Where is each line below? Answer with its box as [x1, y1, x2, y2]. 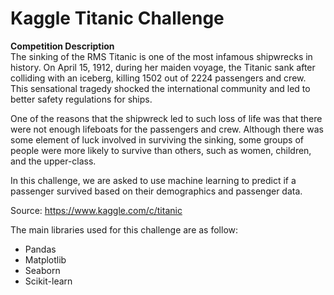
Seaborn [24, 264, 61, 276]
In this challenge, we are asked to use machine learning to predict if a [10, 174, 297, 186]
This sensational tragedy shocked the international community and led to [10, 82, 311, 94]
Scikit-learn [24, 275, 73, 287]
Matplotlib [24, 253, 67, 266]
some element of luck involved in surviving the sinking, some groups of [10, 133, 304, 146]
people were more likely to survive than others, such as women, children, [10, 144, 312, 156]
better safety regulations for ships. [10, 93, 153, 105]
